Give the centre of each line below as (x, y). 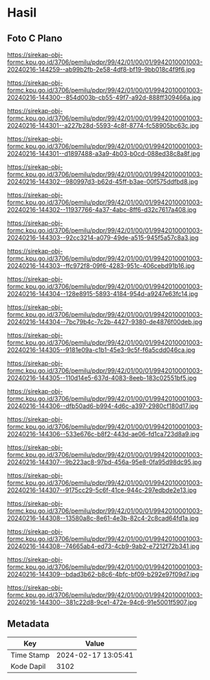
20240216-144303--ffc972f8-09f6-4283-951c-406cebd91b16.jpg (101, 266)
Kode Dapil (28, 666)
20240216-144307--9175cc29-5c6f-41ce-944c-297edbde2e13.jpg (102, 490)
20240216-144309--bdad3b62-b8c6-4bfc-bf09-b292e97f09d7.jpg (103, 574)
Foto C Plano (35, 38)
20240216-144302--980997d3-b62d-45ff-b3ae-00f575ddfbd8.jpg (103, 182)
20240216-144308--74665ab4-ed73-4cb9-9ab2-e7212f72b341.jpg (103, 546)
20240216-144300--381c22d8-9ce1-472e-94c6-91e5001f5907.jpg (102, 602)
